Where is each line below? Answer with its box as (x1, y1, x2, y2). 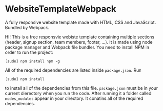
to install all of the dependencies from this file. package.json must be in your (5, 85, 158, 91)
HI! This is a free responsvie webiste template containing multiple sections (5, 34, 155, 40)
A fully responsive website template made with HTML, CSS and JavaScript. (5, 19, 156, 25)
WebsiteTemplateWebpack (5, 3, 117, 15)
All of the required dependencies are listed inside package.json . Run (5, 67, 142, 73)
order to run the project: (5, 49, 54, 55)
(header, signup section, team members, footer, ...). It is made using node (5, 39, 153, 45)
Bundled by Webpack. (5, 24, 50, 30)
